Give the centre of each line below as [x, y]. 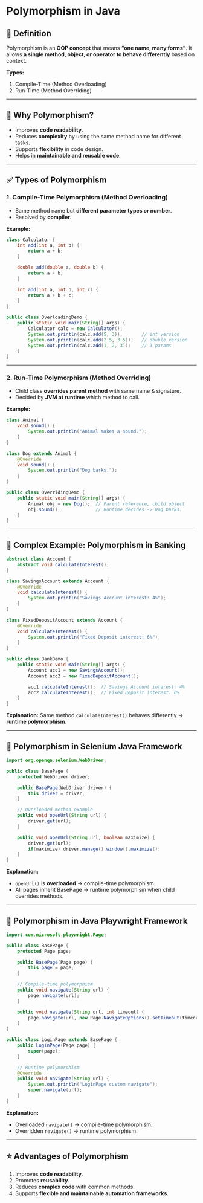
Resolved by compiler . [43, 217]
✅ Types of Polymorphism [56, 180]
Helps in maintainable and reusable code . [68, 155]
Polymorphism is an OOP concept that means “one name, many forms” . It [99, 48]
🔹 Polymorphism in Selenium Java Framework [94, 747]
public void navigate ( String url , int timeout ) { [81, 1012]
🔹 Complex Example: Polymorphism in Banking [96, 545]
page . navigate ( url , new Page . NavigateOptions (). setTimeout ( [105, 1018]
